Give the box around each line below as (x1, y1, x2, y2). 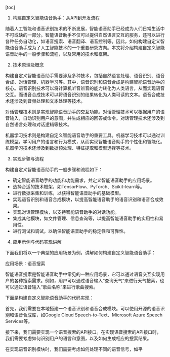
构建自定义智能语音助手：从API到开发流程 (12, 15, 100, 21)
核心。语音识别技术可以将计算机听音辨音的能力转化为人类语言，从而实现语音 (5, 85, 165, 91)
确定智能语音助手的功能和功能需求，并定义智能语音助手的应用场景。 (12, 177, 155, 183)
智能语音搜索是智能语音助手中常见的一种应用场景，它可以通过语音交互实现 (5, 271, 160, 277)
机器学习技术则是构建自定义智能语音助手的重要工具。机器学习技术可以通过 (5, 132, 160, 138)
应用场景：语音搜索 (5, 261, 46, 266)
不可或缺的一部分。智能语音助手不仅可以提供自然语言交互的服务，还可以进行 (5, 32, 165, 38)
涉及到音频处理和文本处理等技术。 (14, 98, 85, 104)
